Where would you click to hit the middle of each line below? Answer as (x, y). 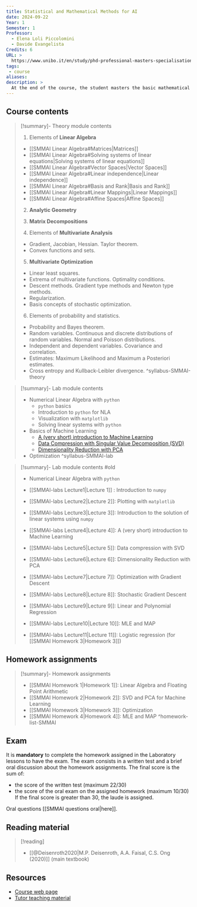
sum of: (15, 774)
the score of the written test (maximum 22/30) (71, 785)
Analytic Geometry (53, 210)
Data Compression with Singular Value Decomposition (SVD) (111, 443)
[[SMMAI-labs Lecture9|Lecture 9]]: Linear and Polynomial (100, 606)
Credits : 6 (19, 50)
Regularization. (47, 298)
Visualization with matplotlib (73, 418)
